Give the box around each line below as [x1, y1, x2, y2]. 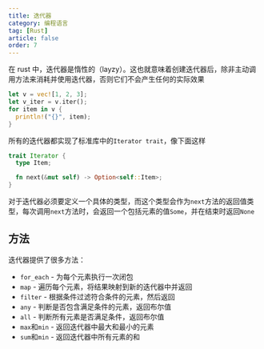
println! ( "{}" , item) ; [15, 113, 91, 121]
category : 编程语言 [8, 19, 69, 27]
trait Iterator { [8, 151, 66, 160]
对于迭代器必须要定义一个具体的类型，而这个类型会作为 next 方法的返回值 [8, 197, 247, 206]
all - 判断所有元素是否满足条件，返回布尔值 [19, 311, 165, 321]
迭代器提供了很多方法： [8, 255, 86, 264]
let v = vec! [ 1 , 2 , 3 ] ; [8, 90, 88, 98]
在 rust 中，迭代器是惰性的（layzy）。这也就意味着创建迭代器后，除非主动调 [8, 65, 256, 74]
